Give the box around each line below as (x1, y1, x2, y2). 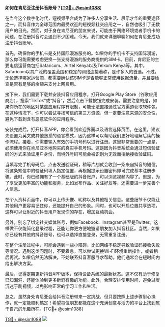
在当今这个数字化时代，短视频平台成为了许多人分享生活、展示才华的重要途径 (5, 15, 160, 21)
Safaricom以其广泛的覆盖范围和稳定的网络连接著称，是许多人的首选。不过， (5, 69, 160, 74)
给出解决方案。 (5, 261, 35, 266)
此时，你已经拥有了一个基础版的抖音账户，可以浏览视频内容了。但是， (13, 174, 156, 179)
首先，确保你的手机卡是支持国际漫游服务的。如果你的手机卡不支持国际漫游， (5, 50, 160, 56)
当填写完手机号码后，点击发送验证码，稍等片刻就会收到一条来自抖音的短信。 (5, 162, 160, 167)
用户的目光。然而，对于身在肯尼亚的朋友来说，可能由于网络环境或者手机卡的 (5, 28, 160, 33)
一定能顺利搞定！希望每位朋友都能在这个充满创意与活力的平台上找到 (18, 300, 156, 305)
